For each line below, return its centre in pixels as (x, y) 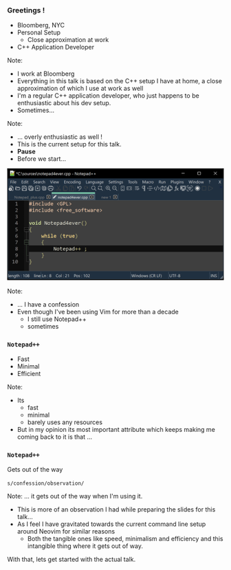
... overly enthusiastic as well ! (60, 137)
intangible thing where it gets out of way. (85, 546)
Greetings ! (26, 10)
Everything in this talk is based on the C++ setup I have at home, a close (119, 81)
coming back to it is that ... (55, 437)
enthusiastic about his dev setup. (64, 103)
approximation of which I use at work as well (80, 89)
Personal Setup (38, 32)
